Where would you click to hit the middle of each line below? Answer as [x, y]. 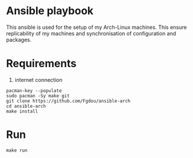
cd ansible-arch [26, 106]
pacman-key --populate [34, 90]
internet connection [39, 80]
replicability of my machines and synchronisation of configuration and [91, 33]
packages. [19, 39]
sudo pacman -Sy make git [38, 96]
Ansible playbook [50, 11]
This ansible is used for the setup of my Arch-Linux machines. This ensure [97, 27]
